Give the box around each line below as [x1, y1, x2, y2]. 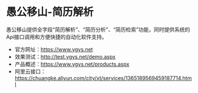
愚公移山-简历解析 [6, 5, 94, 19]
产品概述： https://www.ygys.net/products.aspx [14, 60, 130, 68]
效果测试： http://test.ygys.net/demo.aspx [14, 53, 116, 60]
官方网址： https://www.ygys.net [14, 45, 93, 53]
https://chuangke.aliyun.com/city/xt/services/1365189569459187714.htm [14, 74, 192, 81]
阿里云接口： [14, 68, 46, 75]
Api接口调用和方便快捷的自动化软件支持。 [6, 33, 107, 40]
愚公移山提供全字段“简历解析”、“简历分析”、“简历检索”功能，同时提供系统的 [6, 26, 190, 33]
